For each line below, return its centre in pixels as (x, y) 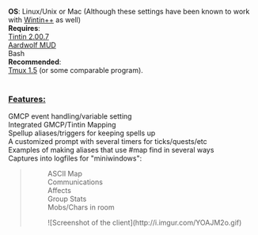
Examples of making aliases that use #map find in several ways (111, 150)
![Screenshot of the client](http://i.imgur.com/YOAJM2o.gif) (144, 223)
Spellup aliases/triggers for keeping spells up (82, 133)
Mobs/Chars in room (81, 207)
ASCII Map (65, 174)
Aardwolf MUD (32, 45)
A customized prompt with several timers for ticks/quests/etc (108, 142)
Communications (75, 182)
